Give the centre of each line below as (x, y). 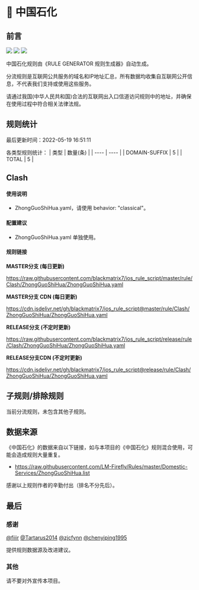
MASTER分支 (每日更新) (36, 266)
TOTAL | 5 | (20, 159)
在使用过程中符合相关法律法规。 (45, 104)
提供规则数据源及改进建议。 (40, 550)
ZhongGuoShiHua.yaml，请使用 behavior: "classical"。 (82, 208)
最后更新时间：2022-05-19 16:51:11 (49, 140)
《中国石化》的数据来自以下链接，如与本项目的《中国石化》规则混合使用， (97, 447)
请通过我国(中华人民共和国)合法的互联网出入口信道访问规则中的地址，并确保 (99, 96)
